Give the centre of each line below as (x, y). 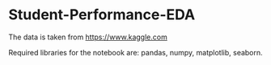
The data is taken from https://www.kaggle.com (88, 37)
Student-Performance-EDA (102, 15)
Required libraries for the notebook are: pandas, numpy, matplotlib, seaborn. (135, 52)
